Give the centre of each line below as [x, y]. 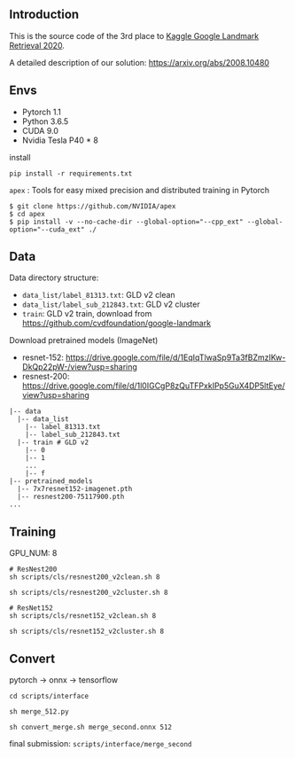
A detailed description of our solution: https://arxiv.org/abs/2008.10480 [140, 62]
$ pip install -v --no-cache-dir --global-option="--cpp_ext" [126, 222]
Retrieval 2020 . [37, 45]
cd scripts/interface [49, 696]
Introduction [44, 15]
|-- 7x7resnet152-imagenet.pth [75, 489]
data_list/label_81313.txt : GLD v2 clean [98, 295]
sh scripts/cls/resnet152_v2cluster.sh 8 [87, 632]
